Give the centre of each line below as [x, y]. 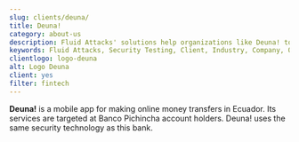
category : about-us [45, 34]
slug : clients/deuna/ [49, 17]
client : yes [31, 75]
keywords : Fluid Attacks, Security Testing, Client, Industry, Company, [147, 51]
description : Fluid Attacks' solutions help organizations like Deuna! [145, 42]
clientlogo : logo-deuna [53, 59]
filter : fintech [39, 83]
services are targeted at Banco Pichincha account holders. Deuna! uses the [148, 118]
